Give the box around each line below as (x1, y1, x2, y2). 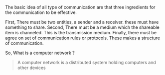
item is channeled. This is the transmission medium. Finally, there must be (5, 30, 157, 35)
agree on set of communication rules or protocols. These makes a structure (5, 35, 161, 41)
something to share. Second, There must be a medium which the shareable (5, 24, 160, 30)
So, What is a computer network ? (5, 50, 75, 56)
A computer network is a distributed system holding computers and (17, 60, 156, 65)
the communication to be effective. (5, 9, 77, 15)
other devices (17, 65, 46, 71)
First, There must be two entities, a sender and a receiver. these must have (5, 19, 159, 25)
